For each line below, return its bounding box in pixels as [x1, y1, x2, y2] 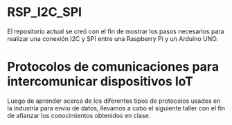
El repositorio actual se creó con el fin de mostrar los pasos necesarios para [7, 27, 224, 35]
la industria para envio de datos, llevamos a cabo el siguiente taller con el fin [7, 103, 226, 112]
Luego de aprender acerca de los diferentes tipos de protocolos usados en [7, 97, 221, 105]
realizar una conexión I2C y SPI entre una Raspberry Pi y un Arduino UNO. [7, 34, 219, 42]
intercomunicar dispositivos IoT [7, 74, 194, 90]
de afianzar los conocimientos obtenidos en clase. [7, 111, 151, 119]
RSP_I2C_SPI [7, 4, 82, 20]
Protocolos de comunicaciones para [7, 59, 220, 75]
